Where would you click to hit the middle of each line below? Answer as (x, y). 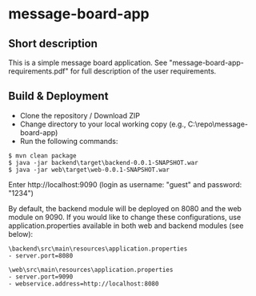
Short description (53, 44)
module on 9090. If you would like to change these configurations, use (125, 217)
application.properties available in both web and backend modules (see (126, 226)
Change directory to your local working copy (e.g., (103, 124)
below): (21, 234)
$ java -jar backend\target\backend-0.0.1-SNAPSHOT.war (103, 162)
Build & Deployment (58, 96)
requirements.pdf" (39, 71)
